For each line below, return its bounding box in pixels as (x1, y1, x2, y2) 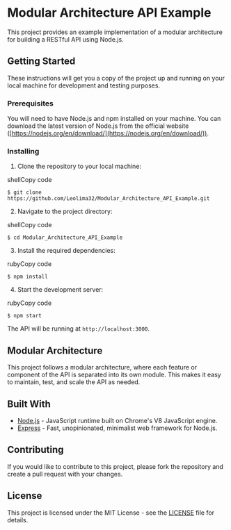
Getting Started (7, 56, 76, 67)
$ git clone (7, 189, 42, 196)
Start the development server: (17, 285, 104, 294)
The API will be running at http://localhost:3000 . (7, 324, 150, 333)
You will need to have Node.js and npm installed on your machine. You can (7, 115, 221, 123)
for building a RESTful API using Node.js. (7, 35, 124, 43)
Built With (7, 398, 51, 410)
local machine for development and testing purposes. (7, 81, 161, 90)
